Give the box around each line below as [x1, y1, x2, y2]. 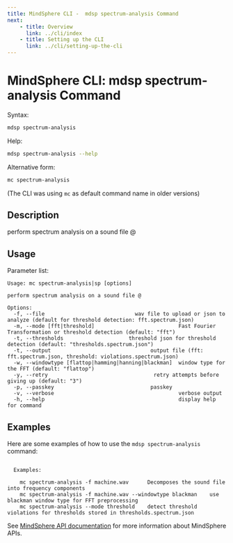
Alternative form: [7, 163, 56, 171]
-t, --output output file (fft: [13, 347, 204, 355]
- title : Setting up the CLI [19, 36, 104, 43]
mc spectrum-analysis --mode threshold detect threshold [19, 503, 198, 510]
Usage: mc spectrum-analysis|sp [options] [7, 280, 132, 287]
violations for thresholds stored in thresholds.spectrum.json [7, 509, 195, 516]
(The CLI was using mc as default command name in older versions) [7, 189, 200, 198]
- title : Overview [19, 23, 73, 30]
